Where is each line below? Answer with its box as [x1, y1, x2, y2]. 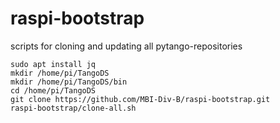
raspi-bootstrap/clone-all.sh [10, 103, 137, 113]
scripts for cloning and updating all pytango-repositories [10, 40, 243, 52]
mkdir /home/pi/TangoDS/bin [10, 77, 128, 87]
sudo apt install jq [10, 59, 97, 69]
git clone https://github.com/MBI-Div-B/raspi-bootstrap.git [10, 94, 271, 104]
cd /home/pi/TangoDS [10, 85, 97, 96]
